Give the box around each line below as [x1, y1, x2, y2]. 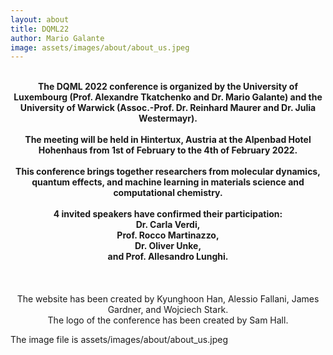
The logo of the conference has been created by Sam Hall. [47, 314, 289, 326]
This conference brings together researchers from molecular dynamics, [15, 166, 321, 178]
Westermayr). [138, 112, 198, 125]
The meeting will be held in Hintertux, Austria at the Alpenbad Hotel [24, 134, 312, 146]
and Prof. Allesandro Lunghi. [107, 251, 229, 263]
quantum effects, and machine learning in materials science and [31, 176, 305, 188]
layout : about [10, 14, 70, 25]
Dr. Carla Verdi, [135, 219, 201, 231]
